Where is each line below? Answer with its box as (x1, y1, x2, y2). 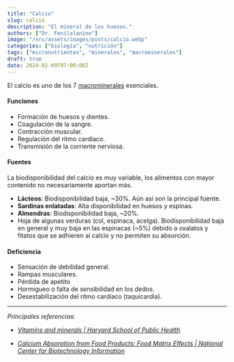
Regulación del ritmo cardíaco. (17, 134, 106, 143)
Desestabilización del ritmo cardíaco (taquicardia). (17, 292, 162, 301)
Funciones (7, 97, 38, 105)
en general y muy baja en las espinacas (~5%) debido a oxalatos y (17, 224, 209, 233)
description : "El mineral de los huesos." (7, 23, 132, 30)
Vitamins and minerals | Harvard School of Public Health (17, 326, 180, 334)
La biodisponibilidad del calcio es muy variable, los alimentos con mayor (7, 173, 214, 182)
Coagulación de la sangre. (17, 120, 93, 128)
